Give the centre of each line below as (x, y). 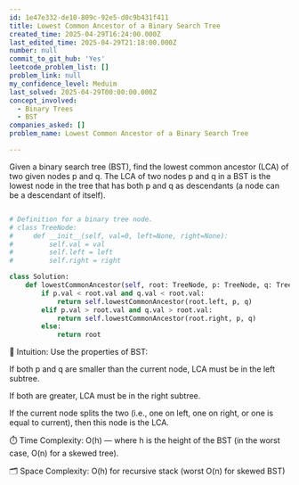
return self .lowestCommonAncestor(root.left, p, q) (154, 301)
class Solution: (39, 277)
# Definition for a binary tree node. (81, 219)
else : (52, 326)
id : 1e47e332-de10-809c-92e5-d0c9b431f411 (89, 17)
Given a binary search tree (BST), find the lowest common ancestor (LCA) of (149, 167)
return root (79, 335)
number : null (33, 51)
